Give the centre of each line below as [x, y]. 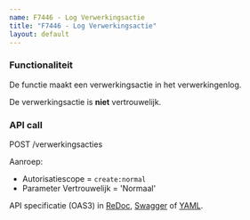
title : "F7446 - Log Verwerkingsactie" [83, 26]
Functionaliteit [41, 65]
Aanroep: [26, 161]
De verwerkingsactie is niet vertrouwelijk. [85, 102]
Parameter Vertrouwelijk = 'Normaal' [89, 188]
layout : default [39, 34]
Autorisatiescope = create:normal [84, 178]
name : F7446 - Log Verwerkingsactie [77, 17]
